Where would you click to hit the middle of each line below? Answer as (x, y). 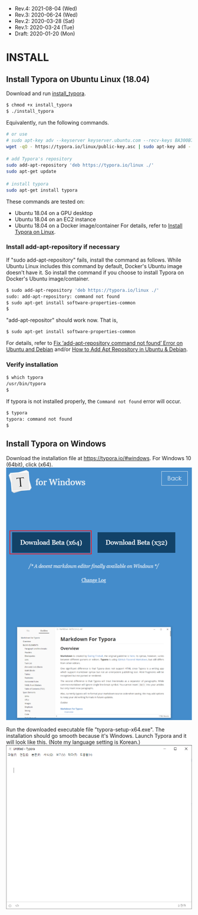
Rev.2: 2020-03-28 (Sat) (44, 21)
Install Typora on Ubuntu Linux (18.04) (78, 79)
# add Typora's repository (39, 159)
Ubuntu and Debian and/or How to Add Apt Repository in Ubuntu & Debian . (97, 349)
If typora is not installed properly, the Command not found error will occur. (94, 402)
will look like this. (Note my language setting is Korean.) (73, 742)
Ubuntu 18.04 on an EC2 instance (55, 219)
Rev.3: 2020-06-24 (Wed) (46, 15)
